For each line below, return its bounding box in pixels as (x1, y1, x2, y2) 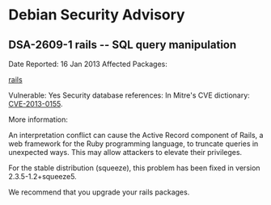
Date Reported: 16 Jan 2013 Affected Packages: (8, 59, 167, 69)
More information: (8, 115, 69, 124)
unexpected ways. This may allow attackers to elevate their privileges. (8, 148, 243, 157)
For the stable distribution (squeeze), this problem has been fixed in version (8, 163, 260, 173)
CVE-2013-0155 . (8, 99, 63, 108)
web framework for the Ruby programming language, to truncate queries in (8, 139, 259, 149)
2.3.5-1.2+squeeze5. (8, 172, 77, 181)
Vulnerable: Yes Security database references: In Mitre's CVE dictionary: (8, 90, 251, 100)
